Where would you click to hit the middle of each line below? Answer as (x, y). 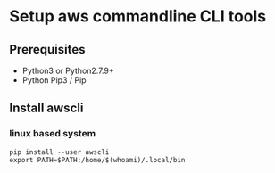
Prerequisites (47, 49)
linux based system (53, 134)
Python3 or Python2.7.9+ (68, 70)
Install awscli (46, 108)
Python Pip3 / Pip (54, 80)
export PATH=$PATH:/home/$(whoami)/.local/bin (97, 160)
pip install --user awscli (59, 152)
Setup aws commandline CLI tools (137, 16)
